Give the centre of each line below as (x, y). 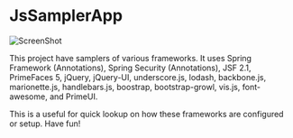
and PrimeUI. (73, 97)
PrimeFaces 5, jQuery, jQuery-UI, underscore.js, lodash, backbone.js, (138, 77)
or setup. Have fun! (45, 124)
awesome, (28, 97)
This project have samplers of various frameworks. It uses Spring (131, 58)
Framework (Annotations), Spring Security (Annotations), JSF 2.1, (130, 68)
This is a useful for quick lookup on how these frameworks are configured (146, 114)
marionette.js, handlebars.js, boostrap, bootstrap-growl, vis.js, (125, 87)
